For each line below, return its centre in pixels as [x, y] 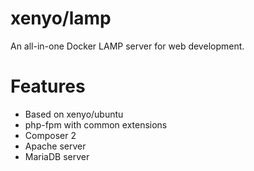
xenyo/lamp [61, 18]
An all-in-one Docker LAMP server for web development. [127, 46]
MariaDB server [57, 156]
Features [48, 86]
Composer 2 [50, 135]
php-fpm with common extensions [96, 124]
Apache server [55, 146]
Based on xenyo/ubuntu [74, 114]
